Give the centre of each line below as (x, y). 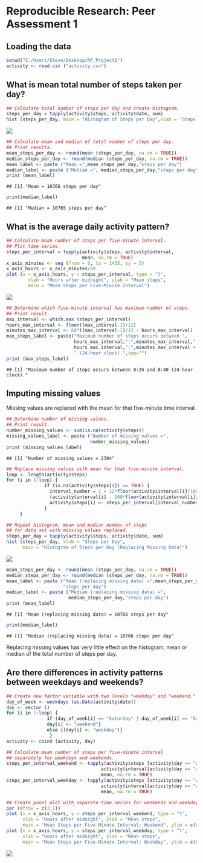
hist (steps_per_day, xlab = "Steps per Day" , (66, 542)
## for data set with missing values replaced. (67, 531)
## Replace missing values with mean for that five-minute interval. (96, 469)
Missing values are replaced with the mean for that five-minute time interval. (101, 408)
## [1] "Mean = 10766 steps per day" (54, 187)
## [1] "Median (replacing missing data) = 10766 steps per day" (90, 636)
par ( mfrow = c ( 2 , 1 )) (34, 808)
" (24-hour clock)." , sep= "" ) (110, 353)
